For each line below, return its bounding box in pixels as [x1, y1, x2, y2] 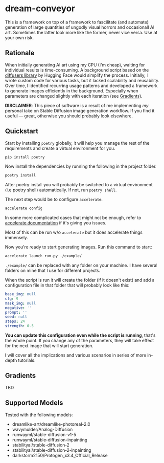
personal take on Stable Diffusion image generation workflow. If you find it [5, 108, 155, 113]
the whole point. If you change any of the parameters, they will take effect [5, 338, 154, 344]
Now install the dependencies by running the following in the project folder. [5, 163, 157, 169]
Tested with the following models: [5, 412, 73, 418]
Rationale [5, 49, 35, 57]
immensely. [5, 235, 28, 241]
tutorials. [18, 357, 36, 363]
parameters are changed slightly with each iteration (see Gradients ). [5, 93, 143, 99]
